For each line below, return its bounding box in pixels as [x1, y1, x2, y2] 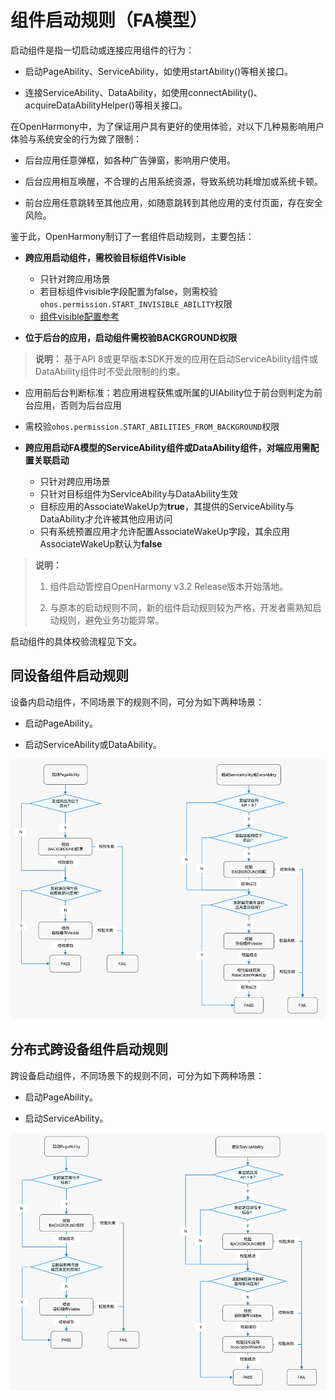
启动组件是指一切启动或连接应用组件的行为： [10, 44, 195, 56]
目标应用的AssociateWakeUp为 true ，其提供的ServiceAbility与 [39, 500, 295, 512]
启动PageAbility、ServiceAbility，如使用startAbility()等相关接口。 [24, 65, 294, 77]
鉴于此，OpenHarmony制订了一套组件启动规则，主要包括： [10, 230, 255, 242]
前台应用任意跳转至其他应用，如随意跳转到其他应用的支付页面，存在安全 [24, 196, 323, 208]
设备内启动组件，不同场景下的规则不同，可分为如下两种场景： [10, 696, 265, 708]
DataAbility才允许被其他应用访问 [39, 512, 173, 525]
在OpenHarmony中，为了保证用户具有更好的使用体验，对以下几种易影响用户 [10, 120, 325, 132]
